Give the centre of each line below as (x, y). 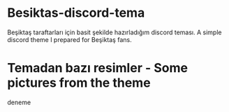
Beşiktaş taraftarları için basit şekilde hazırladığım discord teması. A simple (114, 32)
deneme (19, 102)
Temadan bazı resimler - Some (98, 68)
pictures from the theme (79, 83)
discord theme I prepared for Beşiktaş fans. (69, 39)
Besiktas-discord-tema (76, 13)
